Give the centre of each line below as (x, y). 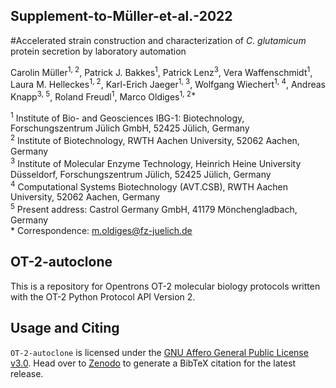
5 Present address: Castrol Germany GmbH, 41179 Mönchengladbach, (154, 209)
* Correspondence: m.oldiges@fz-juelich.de (101, 231)
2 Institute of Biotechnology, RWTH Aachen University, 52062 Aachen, (155, 140)
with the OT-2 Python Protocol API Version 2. (103, 296)
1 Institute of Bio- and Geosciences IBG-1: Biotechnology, (127, 117)
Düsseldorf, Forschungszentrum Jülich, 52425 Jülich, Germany (141, 174)
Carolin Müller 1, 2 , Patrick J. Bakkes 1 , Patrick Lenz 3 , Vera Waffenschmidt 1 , (161, 71)
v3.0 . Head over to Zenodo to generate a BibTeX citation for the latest (153, 363)
